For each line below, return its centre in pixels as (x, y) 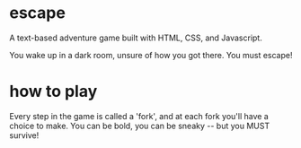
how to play (53, 91)
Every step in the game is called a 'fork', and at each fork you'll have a (139, 116)
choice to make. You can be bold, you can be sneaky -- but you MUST (140, 126)
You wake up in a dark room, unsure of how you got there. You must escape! (151, 55)
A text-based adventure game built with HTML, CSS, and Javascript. (136, 38)
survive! (24, 135)
